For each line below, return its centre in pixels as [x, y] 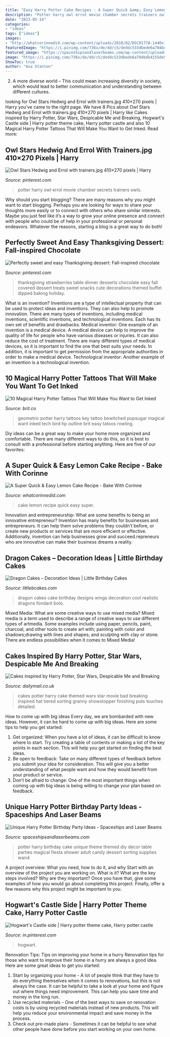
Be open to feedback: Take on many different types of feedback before [87, 759]
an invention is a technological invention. [48, 362]
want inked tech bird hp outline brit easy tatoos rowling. [76, 423]
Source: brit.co [21, 408]
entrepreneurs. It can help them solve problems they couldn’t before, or [80, 526]
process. [22, 1018]
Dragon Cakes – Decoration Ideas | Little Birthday [84, 558]
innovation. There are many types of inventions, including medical [74, 314]
